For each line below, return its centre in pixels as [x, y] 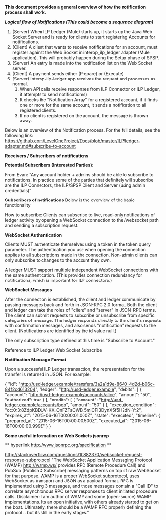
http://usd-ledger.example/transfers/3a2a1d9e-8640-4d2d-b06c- [87, 384]
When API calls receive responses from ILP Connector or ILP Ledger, [90, 89]
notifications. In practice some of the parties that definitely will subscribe [79, 180]
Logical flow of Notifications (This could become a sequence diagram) [79, 22]
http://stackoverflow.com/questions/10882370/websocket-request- [74, 455]
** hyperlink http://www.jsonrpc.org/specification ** [58, 445]
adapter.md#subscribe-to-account [40, 146]
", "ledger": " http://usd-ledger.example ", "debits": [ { [88, 389]
